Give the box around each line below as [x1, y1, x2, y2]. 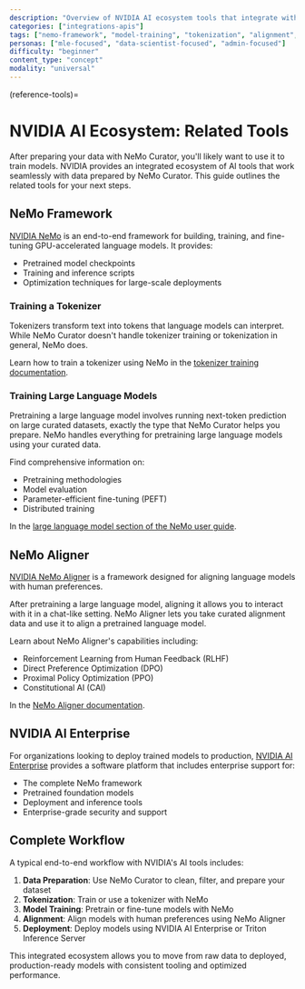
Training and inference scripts [22, 267, 135, 278]
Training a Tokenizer [9, 299, 102, 312]
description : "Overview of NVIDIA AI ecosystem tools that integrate [9, 13, 279, 23]
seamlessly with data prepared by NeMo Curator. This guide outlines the [9, 170, 280, 181]
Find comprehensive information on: [9, 456, 145, 468]
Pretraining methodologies [22, 475, 123, 485]
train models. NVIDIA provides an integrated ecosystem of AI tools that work [9, 160, 295, 171]
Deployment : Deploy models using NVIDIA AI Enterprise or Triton [22, 923, 267, 934]
